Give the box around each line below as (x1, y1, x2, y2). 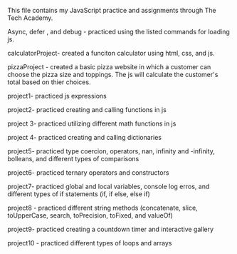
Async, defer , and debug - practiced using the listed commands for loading (7, 28, 230, 36)
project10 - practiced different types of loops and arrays (7, 239, 172, 247)
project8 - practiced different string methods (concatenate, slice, (7, 203, 198, 212)
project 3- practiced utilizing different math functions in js (7, 119, 177, 128)
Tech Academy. (7, 14, 53, 22)
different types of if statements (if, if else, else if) (7, 190, 151, 198)
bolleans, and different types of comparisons (7, 155, 139, 163)
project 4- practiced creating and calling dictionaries (7, 133, 162, 141)
